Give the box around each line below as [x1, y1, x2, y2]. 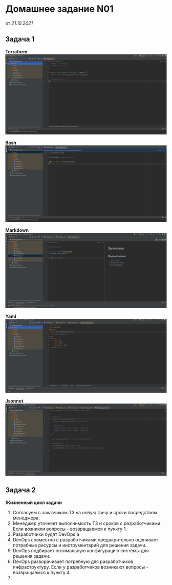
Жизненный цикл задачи [5, 499, 62, 506]
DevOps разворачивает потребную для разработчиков [12, 558, 133, 564]
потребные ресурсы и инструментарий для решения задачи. [12, 542, 147, 548]
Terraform [5, 48, 28, 54]
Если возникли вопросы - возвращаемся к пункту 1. [12, 526, 127, 532]
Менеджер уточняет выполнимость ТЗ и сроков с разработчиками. [12, 520, 162, 526]
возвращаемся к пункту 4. [12, 569, 71, 575]
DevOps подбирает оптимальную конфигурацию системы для [12, 547, 149, 554]
